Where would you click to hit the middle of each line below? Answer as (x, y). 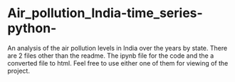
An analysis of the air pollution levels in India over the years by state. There (117, 48)
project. (19, 71)
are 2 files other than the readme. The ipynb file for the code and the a (111, 56)
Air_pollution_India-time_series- (105, 13)
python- (32, 28)
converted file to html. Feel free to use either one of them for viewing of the (118, 63)
